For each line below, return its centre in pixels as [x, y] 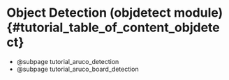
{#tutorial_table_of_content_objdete [113, 27]
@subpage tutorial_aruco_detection [68, 61]
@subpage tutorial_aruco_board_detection [77, 69]
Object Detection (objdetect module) [115, 13]
